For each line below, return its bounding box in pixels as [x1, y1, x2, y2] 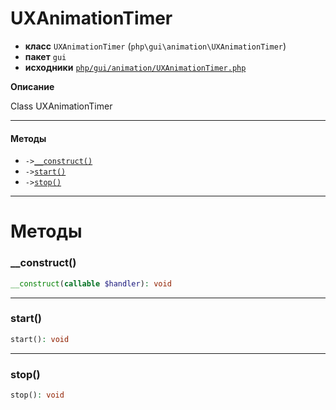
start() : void [10, 334, 70, 344]
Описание [10, 80, 55, 92]
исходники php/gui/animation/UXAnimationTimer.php [24, 61, 247, 73]
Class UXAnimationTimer [10, 100, 113, 112]
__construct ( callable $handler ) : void [10, 278, 172, 289]
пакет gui [24, 50, 67, 62]
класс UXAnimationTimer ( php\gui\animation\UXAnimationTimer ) [24, 40, 287, 52]
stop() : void [10, 390, 65, 400]
